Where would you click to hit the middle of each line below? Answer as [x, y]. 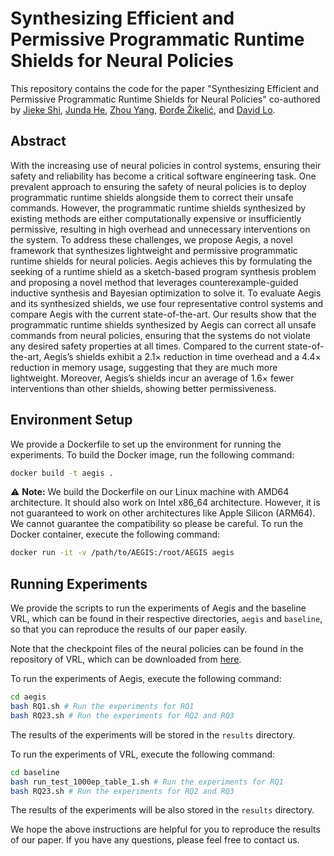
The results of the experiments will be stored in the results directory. [153, 734]
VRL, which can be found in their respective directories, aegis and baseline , [166, 619]
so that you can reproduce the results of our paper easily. [129, 629]
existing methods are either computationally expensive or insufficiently [156, 218]
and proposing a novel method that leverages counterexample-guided [154, 282]
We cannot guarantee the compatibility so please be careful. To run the [157, 524]
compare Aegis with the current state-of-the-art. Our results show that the [163, 314]
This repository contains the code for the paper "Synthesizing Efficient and [165, 88]
